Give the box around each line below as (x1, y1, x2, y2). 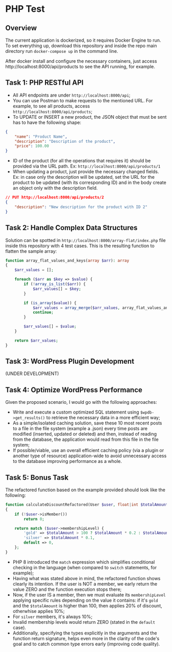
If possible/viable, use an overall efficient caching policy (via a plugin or (12, 448, 164, 454)
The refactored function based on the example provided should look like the (5, 487, 165, 493)
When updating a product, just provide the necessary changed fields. (12, 169, 160, 175)
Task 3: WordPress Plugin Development (5, 357, 135, 366)
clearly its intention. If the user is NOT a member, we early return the (12, 581, 158, 587)
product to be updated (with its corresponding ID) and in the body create (12, 179, 166, 185)
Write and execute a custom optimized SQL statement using (12, 409, 139, 415)
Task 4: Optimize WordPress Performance (5, 385, 142, 394)
